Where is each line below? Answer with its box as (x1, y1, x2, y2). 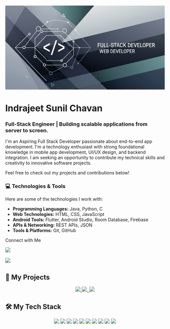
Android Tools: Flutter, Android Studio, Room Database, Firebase (12, 216, 149, 223)
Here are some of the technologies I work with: (5, 196, 103, 202)
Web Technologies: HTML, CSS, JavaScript (12, 211, 105, 217)
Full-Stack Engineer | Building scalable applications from (5, 120, 148, 127)
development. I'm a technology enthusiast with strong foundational (5, 144, 145, 150)
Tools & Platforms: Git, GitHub (12, 228, 76, 234)
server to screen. (5, 127, 49, 134)
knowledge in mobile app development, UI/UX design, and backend (5, 149, 146, 155)
